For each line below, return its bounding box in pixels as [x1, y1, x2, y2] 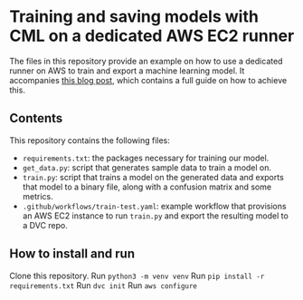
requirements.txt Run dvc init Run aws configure [9, 279, 197, 291]
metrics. [22, 190, 54, 201]
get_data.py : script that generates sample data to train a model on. [22, 161, 272, 173]
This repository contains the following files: [9, 134, 170, 146]
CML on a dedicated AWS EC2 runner [9, 25, 295, 46]
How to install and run [9, 247, 136, 262]
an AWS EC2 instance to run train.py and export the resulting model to [22, 210, 289, 221]
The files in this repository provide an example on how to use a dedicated [9, 55, 283, 66]
